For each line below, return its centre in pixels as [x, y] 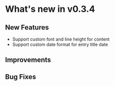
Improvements [28, 60]
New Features [27, 27]
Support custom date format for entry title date [60, 44]
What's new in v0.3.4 [50, 9]
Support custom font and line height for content [61, 39]
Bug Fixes [21, 77]
